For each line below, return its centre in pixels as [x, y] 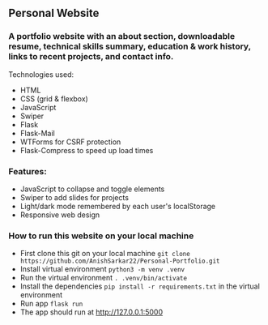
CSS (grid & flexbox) [54, 98]
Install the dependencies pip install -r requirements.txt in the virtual [140, 286]
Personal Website [54, 13]
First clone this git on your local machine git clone [105, 254]
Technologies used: [41, 74]
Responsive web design [60, 215]
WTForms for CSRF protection [70, 142]
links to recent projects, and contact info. [91, 57]
